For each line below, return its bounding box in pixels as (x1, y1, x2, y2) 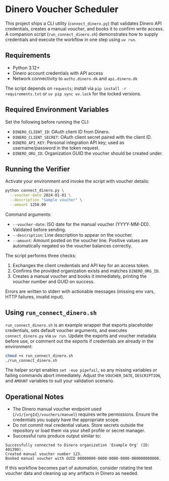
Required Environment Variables (5, 105, 109, 114)
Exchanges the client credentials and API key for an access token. (12, 262, 150, 268)
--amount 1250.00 (10, 202, 46, 207)
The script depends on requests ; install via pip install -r (5, 85, 127, 91)
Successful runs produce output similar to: (12, 433, 101, 439)
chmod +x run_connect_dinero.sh (5, 353, 73, 358)
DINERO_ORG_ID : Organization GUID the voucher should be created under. (12, 150, 163, 156)
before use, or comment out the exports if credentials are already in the (5, 338, 154, 344)
